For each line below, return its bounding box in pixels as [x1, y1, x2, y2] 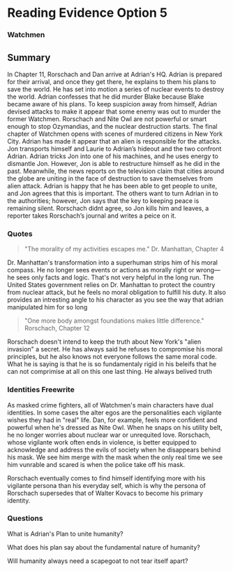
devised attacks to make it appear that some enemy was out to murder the [7, 107, 221, 116]
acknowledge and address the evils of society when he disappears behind [7, 445, 221, 454]
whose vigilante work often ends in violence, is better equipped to [7, 438, 197, 446]
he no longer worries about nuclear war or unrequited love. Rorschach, [7, 431, 211, 439]
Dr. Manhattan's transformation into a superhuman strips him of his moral [7, 258, 218, 267]
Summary [7, 51, 51, 64]
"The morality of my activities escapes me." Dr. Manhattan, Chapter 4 [24, 245, 225, 253]
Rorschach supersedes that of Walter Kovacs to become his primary [7, 489, 204, 497]
